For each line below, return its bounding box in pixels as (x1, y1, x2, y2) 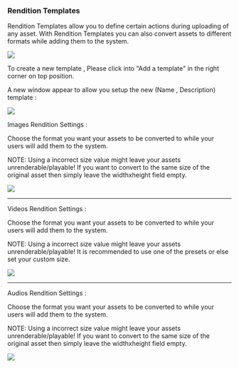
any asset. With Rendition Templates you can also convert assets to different (7, 29, 232, 38)
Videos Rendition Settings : (7, 205, 87, 213)
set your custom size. (7, 255, 70, 264)
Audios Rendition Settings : (7, 289, 87, 297)
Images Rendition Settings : (7, 121, 87, 129)
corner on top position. (7, 72, 75, 81)
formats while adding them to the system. (7, 37, 129, 46)
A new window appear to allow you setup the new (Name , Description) (7, 86, 216, 94)
